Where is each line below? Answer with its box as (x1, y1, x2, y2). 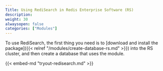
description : (5, 12, 33, 17)
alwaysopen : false (5, 21, 44, 27)
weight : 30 (5, 17, 28, 22)
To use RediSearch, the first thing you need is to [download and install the (5, 40, 158, 46)
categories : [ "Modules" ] (5, 26, 57, 31)
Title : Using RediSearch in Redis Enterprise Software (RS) (5, 7, 134, 13)
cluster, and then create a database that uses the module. (5, 51, 125, 57)
